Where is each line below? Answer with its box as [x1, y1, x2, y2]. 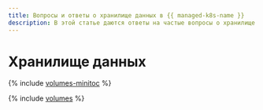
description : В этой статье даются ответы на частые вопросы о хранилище [8, 19, 256, 27]
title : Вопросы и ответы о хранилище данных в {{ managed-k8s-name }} [8, 11, 245, 20]
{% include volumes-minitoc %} [8, 79, 112, 88]
